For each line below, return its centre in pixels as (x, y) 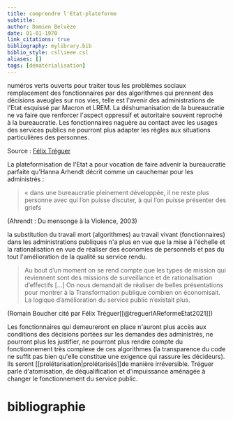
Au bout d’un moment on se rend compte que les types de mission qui (125, 270)
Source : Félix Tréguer (39, 151)
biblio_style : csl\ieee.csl (48, 53)
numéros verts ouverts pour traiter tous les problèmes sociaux (97, 85)
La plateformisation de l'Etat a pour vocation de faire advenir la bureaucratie (116, 164)
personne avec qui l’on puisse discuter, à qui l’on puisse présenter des (125, 200)
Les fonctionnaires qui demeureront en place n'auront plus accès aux (107, 327)
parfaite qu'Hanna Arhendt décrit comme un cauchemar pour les (100, 171)
